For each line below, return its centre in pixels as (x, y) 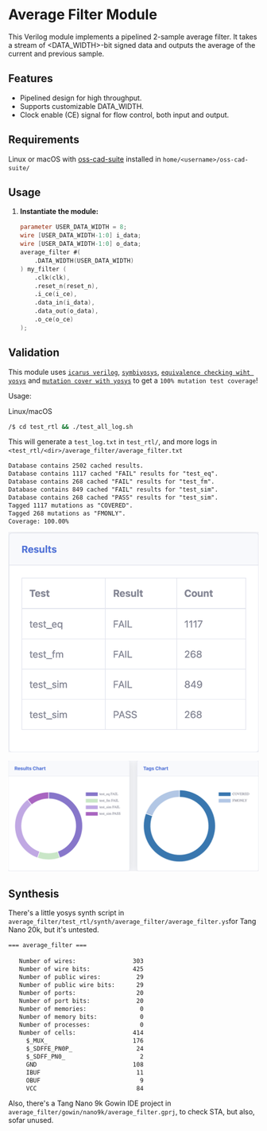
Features (31, 78)
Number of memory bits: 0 (81, 1016)
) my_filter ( (43, 269)
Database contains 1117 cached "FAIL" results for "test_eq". (113, 474)
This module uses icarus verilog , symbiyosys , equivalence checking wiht (129, 372)
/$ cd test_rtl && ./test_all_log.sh (71, 427)
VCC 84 (85, 1088)
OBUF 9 (85, 1080)
